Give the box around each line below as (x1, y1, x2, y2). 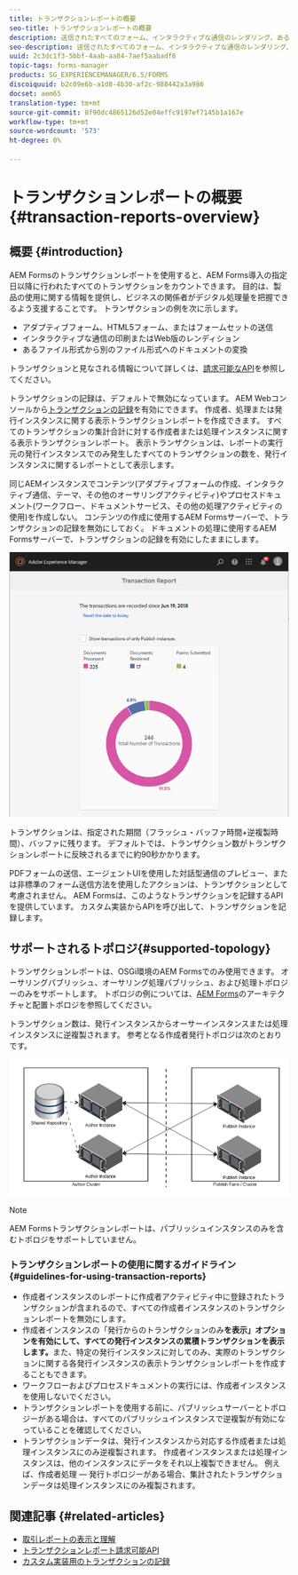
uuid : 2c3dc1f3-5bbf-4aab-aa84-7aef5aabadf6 (9, 51, 176, 61)
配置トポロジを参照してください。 (32, 1000, 157, 1010)
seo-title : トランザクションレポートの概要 (9, 23, 153, 33)
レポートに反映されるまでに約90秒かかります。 (32, 849, 206, 860)
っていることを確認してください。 (21, 1425, 146, 1436)
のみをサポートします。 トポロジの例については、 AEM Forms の (16, 988, 247, 999)
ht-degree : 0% (9, 136, 62, 146)
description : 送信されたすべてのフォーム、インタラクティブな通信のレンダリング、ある (9, 33, 291, 42)
